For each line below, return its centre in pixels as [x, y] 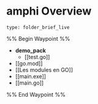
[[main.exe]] [31, 76]
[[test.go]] [37, 57]
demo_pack [30, 50]
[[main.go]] [29, 83]
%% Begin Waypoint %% [38, 38]
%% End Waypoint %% [36, 94]
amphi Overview [49, 11]
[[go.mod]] [29, 63]
